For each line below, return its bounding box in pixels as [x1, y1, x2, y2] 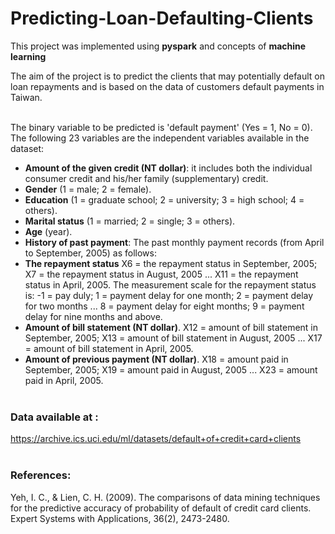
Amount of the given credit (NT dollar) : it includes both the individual [24, 162, 313, 174]
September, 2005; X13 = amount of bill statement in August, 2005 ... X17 [24, 332, 323, 344]
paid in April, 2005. [24, 374, 104, 386]
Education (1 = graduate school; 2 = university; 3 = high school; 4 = [24, 193, 305, 206]
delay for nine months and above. [24, 310, 163, 322]
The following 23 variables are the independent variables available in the [10, 132, 310, 144]
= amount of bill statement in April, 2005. [24, 342, 194, 354]
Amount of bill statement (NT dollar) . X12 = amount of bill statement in [24, 321, 319, 333]
